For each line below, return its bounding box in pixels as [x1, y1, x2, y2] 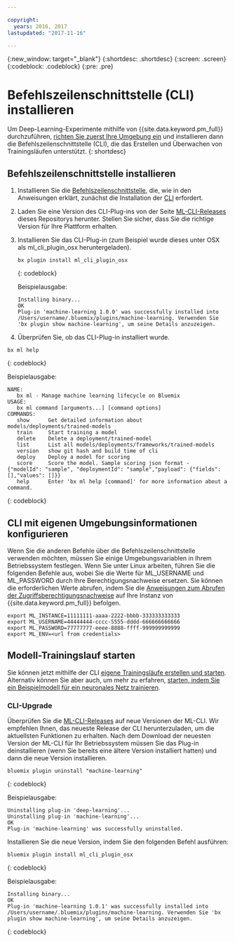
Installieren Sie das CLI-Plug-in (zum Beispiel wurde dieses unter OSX [17, 236, 220, 244]
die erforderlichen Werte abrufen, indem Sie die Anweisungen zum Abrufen [7, 584, 225, 592]
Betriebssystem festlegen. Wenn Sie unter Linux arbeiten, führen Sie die [7, 561, 215, 570]
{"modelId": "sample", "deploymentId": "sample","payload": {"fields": [7, 466, 221, 473]
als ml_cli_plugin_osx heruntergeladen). [17, 243, 132, 252]
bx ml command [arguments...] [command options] [16, 405, 161, 412]
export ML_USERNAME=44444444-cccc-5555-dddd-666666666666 [7, 618, 180, 625]
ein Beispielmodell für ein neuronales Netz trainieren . [7, 683, 161, 692]
